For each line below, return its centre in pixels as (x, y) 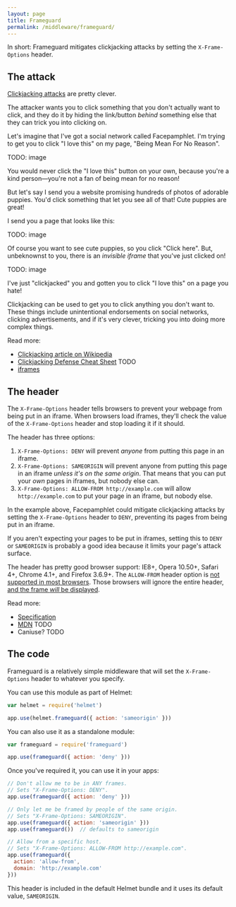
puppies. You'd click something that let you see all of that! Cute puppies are (117, 200)
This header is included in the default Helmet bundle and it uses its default (115, 888)
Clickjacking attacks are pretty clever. (62, 94)
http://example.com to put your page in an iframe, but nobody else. (115, 496)
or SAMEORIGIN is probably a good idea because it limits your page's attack (114, 546)
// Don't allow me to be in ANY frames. (68, 784)
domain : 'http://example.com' (58, 868)
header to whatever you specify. (78, 678)
